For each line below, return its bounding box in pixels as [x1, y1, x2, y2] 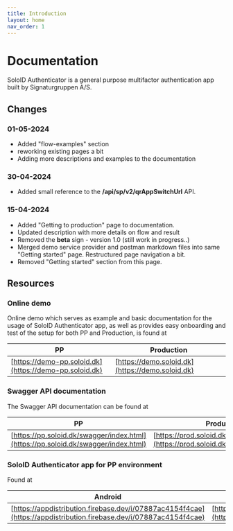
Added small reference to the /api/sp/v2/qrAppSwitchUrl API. [17, 188, 196, 196]
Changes [7, 103, 47, 115]
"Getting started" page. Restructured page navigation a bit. [17, 250, 186, 259]
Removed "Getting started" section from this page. [17, 257, 162, 265]
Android [94, 491, 122, 501]
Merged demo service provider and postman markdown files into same [17, 243, 221, 251]
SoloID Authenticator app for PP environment [7, 460, 163, 469]
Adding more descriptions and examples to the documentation [17, 155, 196, 163]
